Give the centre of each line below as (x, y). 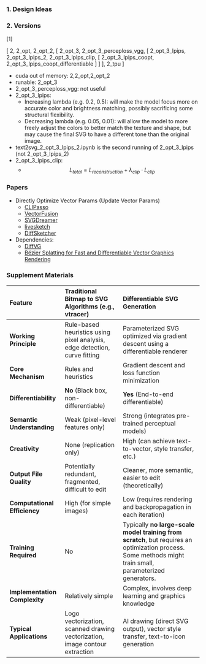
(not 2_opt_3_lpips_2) (42, 154)
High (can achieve (149, 441)
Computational (32, 503)
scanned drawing (90, 628)
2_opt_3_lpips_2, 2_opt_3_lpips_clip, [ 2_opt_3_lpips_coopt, (80, 58)
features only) (85, 427)
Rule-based (82, 324)
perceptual (160, 423)
